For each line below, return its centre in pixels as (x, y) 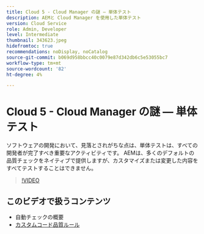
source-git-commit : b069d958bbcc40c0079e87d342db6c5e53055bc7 (87, 57)
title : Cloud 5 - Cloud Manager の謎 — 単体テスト (69, 12)
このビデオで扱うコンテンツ (59, 201)
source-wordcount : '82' (37, 69)
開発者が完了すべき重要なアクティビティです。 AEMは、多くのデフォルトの (100, 153)
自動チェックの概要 (39, 217)
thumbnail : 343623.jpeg (37, 40)
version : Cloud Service (37, 23)
